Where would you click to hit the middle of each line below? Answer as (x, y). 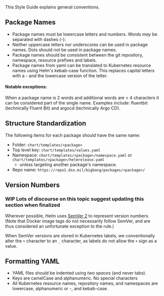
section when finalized (33, 205)
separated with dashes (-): (39, 39)
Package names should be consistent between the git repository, (78, 55)
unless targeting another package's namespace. (68, 164)
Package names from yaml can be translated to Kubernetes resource (82, 65)
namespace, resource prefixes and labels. (54, 60)
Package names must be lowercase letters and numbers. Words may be (85, 34)
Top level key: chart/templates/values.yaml (56, 150)
